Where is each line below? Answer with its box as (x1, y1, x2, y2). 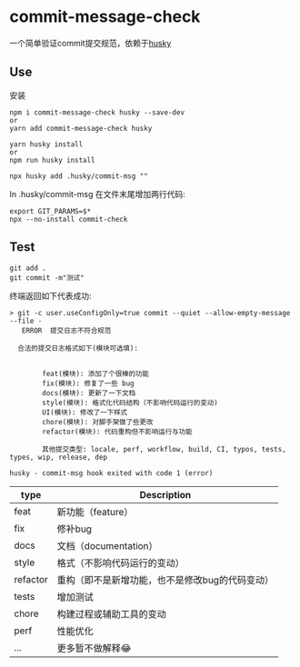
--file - (9, 316, 43, 325)
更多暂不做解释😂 (56, 642, 132, 654)
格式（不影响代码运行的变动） (56, 556, 185, 569)
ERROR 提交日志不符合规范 (21, 325, 112, 335)
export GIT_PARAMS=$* (9, 206, 92, 215)
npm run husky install (9, 155, 95, 164)
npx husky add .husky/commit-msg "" (9, 171, 148, 181)
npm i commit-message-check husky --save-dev (9, 107, 185, 117)
